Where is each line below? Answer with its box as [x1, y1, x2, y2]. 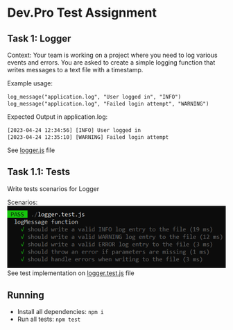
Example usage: [7, 79, 53, 88]
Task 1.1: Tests [7, 166, 71, 178]
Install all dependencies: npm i [17, 308, 104, 316]
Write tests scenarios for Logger [7, 184, 99, 192]
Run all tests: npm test [17, 315, 81, 324]
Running [7, 289, 45, 301]
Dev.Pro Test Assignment [7, 5, 157, 21]
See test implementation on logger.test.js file [7, 269, 135, 277]
